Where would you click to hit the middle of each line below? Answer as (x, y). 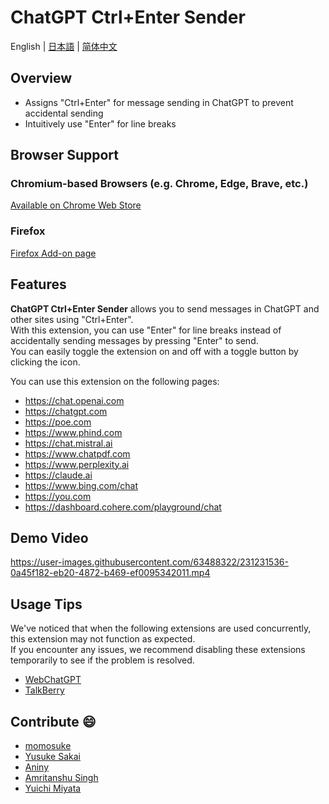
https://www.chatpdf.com (77, 453)
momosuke (48, 745)
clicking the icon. (45, 362)
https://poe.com (58, 422)
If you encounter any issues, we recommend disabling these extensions (158, 650)
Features (38, 284)
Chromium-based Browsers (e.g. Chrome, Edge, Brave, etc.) (159, 184)
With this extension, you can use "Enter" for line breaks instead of (146, 330)
